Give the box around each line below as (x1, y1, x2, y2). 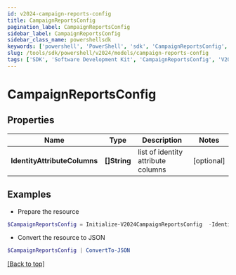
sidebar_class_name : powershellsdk (7, 37, 112, 44)
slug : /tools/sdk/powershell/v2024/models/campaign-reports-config (7, 50, 209, 57)
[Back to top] (7, 260, 45, 268)
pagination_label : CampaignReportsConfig (7, 23, 131, 30)
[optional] (192, 155, 225, 165)
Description (142, 135, 183, 145)
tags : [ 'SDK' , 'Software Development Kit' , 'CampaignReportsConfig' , (7, 56, 216, 63)
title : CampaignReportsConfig (7, 17, 96, 24)
